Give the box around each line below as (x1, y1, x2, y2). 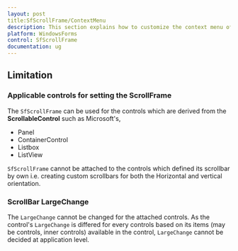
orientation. (7, 179, 41, 187)
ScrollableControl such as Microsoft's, (7, 114, 121, 122)
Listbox (17, 143, 40, 151)
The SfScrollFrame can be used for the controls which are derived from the (7, 107, 227, 115)
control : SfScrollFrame (7, 37, 78, 44)
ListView (17, 150, 43, 159)
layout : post (7, 10, 46, 18)
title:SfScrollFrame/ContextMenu (7, 17, 106, 24)
